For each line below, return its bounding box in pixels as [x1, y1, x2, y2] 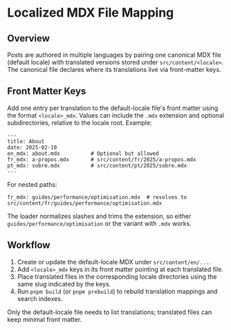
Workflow [7, 239, 50, 251]
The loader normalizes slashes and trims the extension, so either [7, 212, 192, 220]
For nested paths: [7, 180, 57, 188]
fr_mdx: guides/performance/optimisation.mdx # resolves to [7, 194, 187, 201]
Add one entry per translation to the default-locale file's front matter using [7, 104, 219, 112]
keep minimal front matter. [7, 315, 82, 323]
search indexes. [17, 294, 63, 302]
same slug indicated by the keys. [17, 279, 111, 288]
